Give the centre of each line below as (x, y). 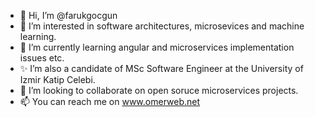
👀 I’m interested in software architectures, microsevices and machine (162, 26)
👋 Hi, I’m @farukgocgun (68, 15)
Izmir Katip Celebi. (57, 79)
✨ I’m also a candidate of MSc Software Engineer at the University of (161, 68)
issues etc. (42, 58)
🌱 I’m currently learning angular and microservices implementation (157, 47)
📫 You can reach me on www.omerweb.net (110, 101)
